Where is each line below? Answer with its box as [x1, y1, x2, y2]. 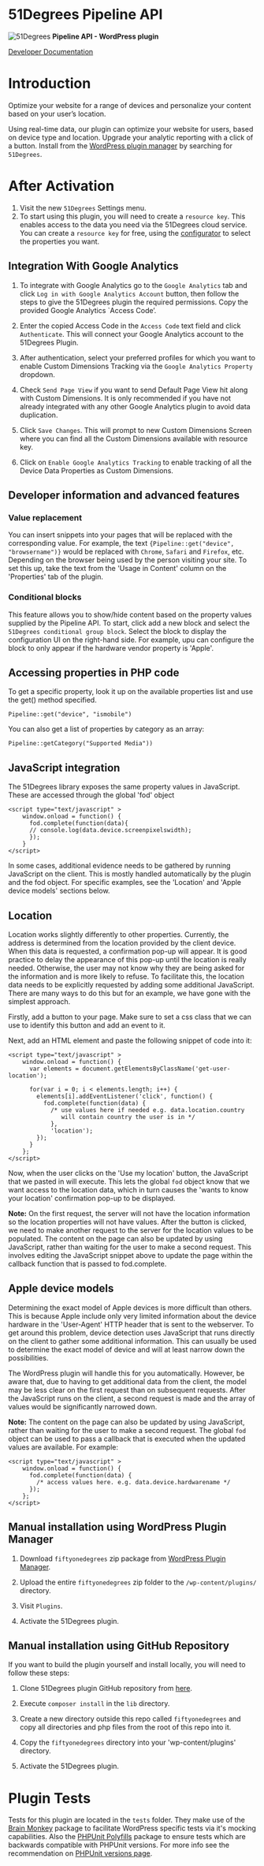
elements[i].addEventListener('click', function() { [36, 1092, 214, 1101]
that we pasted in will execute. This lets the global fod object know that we [8, 1177, 251, 1186]
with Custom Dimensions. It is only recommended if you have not [19, 393, 231, 403]
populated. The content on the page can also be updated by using [8, 1234, 223, 1244]
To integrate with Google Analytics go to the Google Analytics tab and [19, 280, 248, 289]
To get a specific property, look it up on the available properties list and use [8, 687, 254, 696]
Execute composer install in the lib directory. [19, 1699, 170, 1708]
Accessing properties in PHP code [8, 666, 180, 679]
